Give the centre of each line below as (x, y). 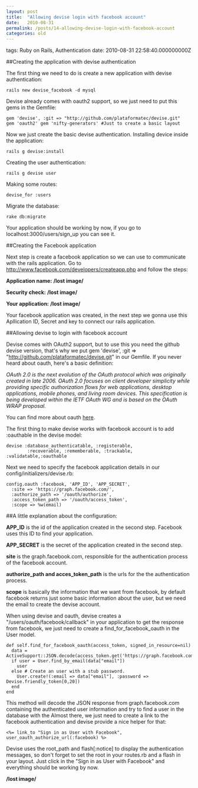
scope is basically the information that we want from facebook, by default (96, 592)
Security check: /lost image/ (42, 292)
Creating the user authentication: (46, 162)
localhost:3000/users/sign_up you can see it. (61, 234)
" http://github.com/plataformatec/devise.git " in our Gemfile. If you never (94, 357)
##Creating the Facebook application (51, 246)
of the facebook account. (37, 563)
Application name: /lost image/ (45, 281)
